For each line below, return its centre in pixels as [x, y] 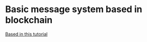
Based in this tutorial [26, 34]
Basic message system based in [74, 9]
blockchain [29, 20]
